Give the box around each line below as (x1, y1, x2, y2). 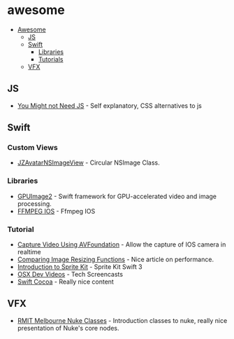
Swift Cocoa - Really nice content (17, 277, 114, 286)
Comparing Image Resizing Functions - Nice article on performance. (17, 255, 214, 264)
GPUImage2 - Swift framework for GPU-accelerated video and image (17, 192, 217, 200)
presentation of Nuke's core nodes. (17, 324, 120, 332)
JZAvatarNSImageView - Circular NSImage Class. (17, 158, 160, 167)
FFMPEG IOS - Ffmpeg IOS (17, 207, 96, 215)
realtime (17, 248, 41, 256)
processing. (17, 199, 52, 208)
